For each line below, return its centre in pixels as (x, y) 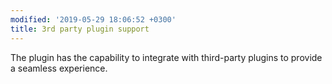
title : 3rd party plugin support (80, 29)
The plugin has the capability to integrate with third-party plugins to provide (166, 57)
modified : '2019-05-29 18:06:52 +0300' (93, 19)
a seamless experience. (59, 68)
